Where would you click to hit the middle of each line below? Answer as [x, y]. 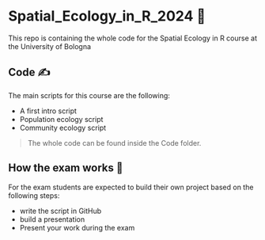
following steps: [34, 195]
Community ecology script [63, 128]
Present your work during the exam [77, 227]
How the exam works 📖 [66, 168]
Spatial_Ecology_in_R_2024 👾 [107, 16]
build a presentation [52, 219]
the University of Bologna [50, 46]
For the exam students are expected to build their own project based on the [131, 187]
